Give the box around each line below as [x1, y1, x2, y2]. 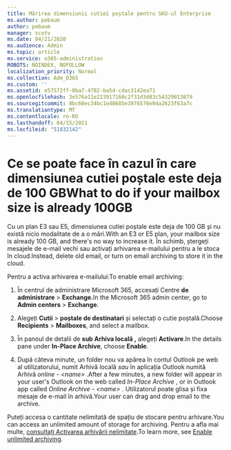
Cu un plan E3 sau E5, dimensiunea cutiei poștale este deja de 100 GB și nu [7, 223, 221, 231]
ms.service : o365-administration [7, 55, 103, 62]
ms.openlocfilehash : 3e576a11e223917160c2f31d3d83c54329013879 [7, 94, 193, 101]
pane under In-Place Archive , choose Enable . [17, 342, 149, 350]
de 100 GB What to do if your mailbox [7, 185, 221, 200]
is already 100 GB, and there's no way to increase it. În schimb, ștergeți [7, 237, 209, 245]
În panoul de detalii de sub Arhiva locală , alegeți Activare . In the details [17, 335, 222, 343]
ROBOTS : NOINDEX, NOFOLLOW [7, 62, 85, 68]
